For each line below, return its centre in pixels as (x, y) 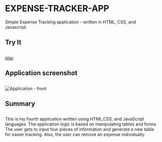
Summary (20, 103)
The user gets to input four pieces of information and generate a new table (80, 129)
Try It (13, 43)
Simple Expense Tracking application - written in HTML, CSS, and (71, 22)
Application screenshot (41, 73)
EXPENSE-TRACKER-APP (57, 9)
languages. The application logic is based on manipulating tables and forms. (81, 124)
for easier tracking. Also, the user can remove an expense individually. (75, 135)
